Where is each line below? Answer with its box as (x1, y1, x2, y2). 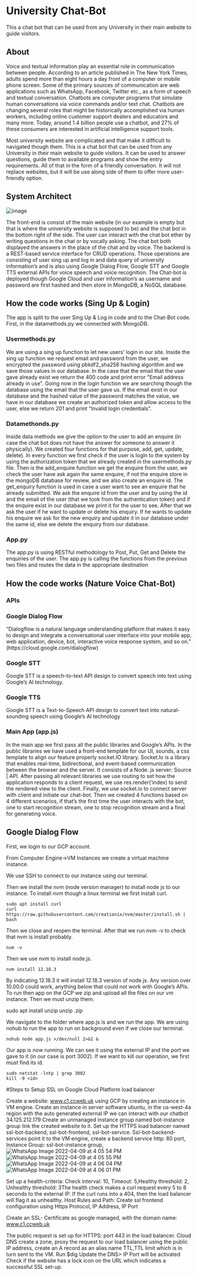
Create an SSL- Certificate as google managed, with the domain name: (6, 1214, 178, 1221)
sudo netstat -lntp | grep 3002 (6, 1070, 85, 1076)
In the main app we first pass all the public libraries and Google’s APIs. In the (6, 741, 192, 748)
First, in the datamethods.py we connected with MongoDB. (6, 320, 149, 327)
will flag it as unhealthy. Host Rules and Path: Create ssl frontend (6, 1196, 163, 1203)
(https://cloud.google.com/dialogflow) (6, 644, 99, 651)
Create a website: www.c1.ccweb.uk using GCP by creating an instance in (6, 1097, 185, 1104)
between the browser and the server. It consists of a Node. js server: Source (6, 766, 192, 773)
